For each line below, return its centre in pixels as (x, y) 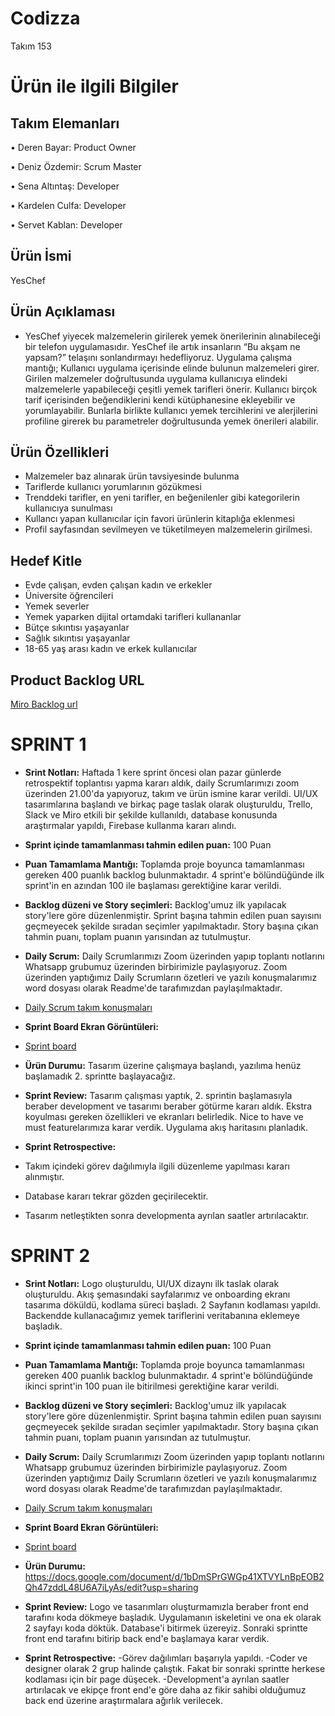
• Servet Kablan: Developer (66, 224)
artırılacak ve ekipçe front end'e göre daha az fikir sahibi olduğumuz (165, 1689)
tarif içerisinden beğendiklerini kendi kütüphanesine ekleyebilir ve (160, 399)
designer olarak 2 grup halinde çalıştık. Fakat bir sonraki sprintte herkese (175, 1668)
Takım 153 (31, 46)
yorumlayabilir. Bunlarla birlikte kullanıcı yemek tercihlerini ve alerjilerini (171, 410)
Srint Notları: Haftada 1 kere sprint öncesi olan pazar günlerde (153, 772)
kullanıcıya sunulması (68, 508)
